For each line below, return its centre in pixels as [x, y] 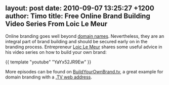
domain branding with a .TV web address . [49, 77]
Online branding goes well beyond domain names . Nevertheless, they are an [85, 36]
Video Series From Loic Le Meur [56, 24]
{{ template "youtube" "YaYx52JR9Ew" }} [48, 62]
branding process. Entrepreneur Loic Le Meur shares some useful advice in [84, 47]
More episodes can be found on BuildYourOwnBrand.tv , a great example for [84, 71]
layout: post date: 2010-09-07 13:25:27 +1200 [80, 8]
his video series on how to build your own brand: [56, 52]
